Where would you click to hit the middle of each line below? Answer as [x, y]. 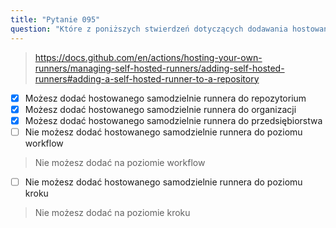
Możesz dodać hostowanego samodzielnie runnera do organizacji [160, 109]
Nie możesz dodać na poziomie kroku [112, 212]
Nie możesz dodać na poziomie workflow [120, 162]
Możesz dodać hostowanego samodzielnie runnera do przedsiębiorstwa [173, 120]
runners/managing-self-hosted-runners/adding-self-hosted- [159, 68]
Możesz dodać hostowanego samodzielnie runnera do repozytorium [165, 98]
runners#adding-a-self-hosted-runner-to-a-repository [147, 78]
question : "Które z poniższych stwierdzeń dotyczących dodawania [149, 29]
